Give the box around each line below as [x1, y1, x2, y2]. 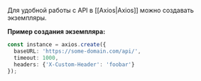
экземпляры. [7, 13, 48, 22]
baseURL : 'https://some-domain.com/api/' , [13, 48, 141, 55]
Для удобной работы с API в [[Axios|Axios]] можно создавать [7, 6, 194, 14]
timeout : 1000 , [13, 54, 59, 61]
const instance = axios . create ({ [7, 41, 107, 48]
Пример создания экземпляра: [7, 28, 106, 36]
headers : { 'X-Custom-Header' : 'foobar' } [13, 60, 135, 68]
